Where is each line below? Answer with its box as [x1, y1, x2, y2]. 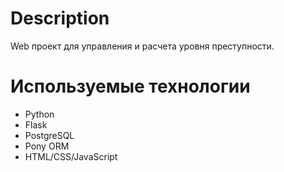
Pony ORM [24, 140, 70, 152]
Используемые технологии [10, 75, 251, 98]
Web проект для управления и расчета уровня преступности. [10, 40, 275, 52]
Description [10, 7, 110, 30]
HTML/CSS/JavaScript [24, 150, 118, 162]
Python [24, 108, 55, 120]
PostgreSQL [24, 129, 75, 141]
